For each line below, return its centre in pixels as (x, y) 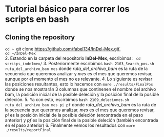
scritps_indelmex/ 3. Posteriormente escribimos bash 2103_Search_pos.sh (80, 63)
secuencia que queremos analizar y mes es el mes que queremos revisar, (79, 74)
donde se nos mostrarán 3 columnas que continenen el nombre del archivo (81, 89)
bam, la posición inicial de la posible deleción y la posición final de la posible (82, 94)
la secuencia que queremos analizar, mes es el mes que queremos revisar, (80, 110)
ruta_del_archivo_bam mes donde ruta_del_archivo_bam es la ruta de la (76, 68)
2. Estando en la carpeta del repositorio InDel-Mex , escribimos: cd (73, 58)
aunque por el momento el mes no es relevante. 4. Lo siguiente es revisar (79, 79)
